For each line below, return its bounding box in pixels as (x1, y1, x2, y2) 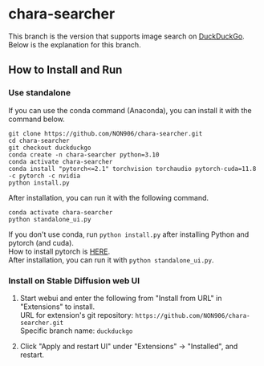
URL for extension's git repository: (19, 310, 134, 319)
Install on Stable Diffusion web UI (8, 274, 140, 286)
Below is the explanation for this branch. (8, 39, 142, 49)
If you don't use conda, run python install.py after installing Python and (8, 230, 250, 239)
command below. (8, 114, 66, 124)
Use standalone (8, 87, 71, 99)
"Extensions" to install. (19, 302, 95, 311)
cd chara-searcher (8, 136, 70, 144)
